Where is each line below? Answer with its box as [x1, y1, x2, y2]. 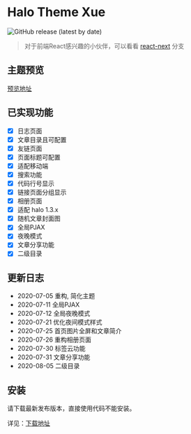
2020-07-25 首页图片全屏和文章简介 [17, 327, 122, 335]
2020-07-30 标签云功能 [17, 344, 86, 353]
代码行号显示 [17, 179, 54, 188]
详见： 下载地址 [7, 419, 50, 428]
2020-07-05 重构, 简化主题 [17, 292, 95, 300]
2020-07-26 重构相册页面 [17, 335, 92, 344]
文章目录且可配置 [17, 135, 67, 143]
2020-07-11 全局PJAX [17, 300, 80, 309]
